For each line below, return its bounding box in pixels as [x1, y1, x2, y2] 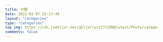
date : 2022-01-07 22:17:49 [5, 12, 60, 16]
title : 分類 [5, 7, 28, 12]
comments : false [5, 29, 38, 34]
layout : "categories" [5, 16, 49, 21]
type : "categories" [5, 20, 45, 26]
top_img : [5, 25, 23, 30]
